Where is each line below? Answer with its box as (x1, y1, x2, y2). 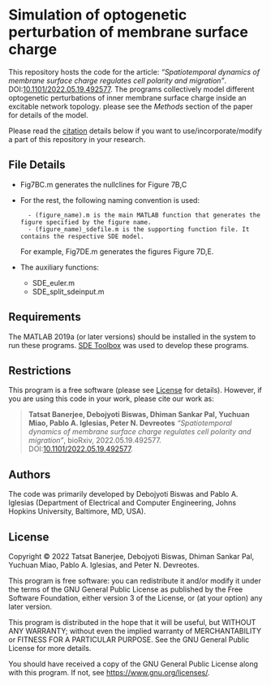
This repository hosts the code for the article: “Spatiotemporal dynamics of (8, 67, 260, 76)
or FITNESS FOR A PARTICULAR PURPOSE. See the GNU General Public (8, 635, 250, 644)
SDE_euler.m (32, 278, 75, 287)
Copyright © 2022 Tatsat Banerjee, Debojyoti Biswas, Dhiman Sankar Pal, (8, 552, 255, 561)
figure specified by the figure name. (19, 218, 152, 226)
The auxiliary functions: (19, 262, 100, 272)
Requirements (8, 310, 81, 324)
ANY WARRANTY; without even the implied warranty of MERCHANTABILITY (8, 627, 262, 635)
